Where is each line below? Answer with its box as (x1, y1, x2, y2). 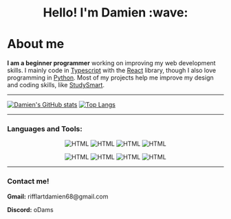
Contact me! (7, 176, 49, 186)
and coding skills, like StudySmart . (7, 81, 105, 89)
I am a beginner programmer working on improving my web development (7, 59, 216, 67)
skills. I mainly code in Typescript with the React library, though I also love (7, 67, 217, 75)
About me (7, 36, 65, 52)
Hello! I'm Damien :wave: (43, 5, 188, 21)
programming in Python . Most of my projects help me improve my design (7, 73, 214, 82)
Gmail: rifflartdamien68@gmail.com (7, 192, 109, 200)
